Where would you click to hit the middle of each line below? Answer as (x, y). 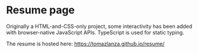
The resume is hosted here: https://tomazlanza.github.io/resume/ (85, 44)
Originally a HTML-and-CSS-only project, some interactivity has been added (99, 26)
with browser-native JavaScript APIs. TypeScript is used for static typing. (95, 32)
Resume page (40, 10)
